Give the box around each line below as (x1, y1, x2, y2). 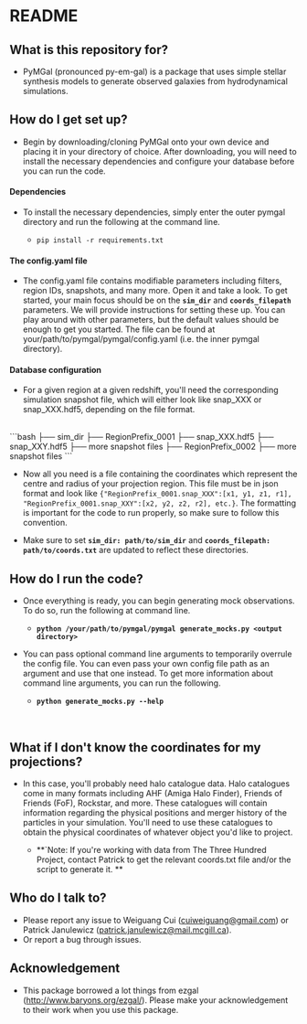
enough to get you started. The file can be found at (22, 324, 216, 335)
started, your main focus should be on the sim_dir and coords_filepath (22, 294, 291, 306)
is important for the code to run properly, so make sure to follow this (22, 507, 280, 518)
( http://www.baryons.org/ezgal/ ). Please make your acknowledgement (22, 994, 289, 1006)
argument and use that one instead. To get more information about (22, 668, 274, 679)
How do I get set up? (9, 112, 128, 128)
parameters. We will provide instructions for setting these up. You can (22, 304, 286, 315)
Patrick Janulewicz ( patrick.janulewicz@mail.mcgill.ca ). (22, 924, 232, 935)
